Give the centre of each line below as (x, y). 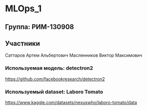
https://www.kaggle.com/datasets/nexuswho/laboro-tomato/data (71, 102)
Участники (23, 43)
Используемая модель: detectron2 (49, 68)
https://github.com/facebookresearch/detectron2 (55, 79)
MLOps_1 (23, 9)
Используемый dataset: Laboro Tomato (54, 92)
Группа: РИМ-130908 (40, 27)
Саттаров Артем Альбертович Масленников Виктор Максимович (74, 55)
